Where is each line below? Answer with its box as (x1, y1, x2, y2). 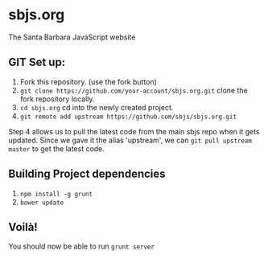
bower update (19, 199, 64, 207)
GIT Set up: (8, 55, 66, 69)
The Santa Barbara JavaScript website (8, 32, 136, 42)
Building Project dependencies (8, 167, 167, 181)
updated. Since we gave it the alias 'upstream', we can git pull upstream (8, 135, 252, 145)
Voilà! (8, 220, 38, 234)
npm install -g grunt (19, 190, 93, 198)
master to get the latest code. (8, 143, 105, 154)
